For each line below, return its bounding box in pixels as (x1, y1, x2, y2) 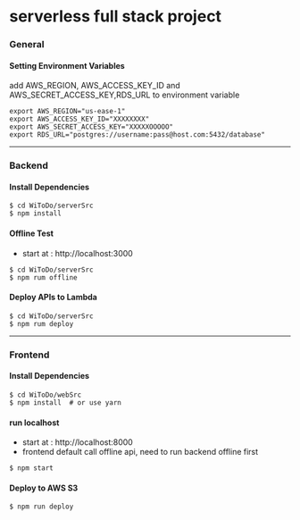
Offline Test (9, 228, 54, 239)
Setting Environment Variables (9, 60, 125, 71)
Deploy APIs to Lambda (9, 292, 98, 303)
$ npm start (9, 464, 54, 473)
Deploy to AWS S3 (9, 482, 79, 493)
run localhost (9, 417, 60, 428)
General (9, 38, 45, 51)
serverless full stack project (9, 6, 221, 27)
